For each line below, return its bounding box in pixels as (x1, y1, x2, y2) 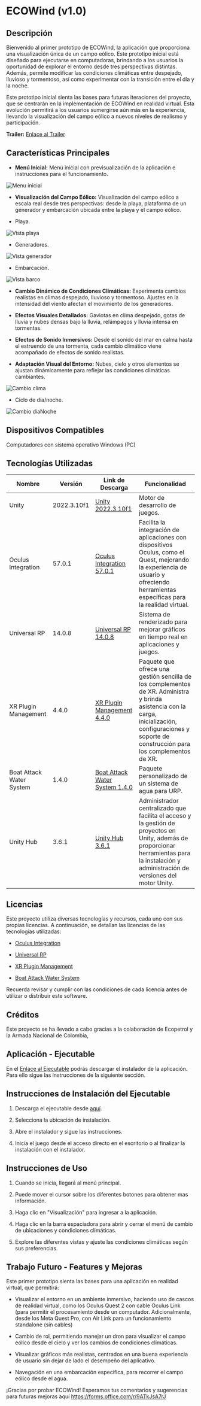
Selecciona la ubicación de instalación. (14, 1116, 111, 1123)
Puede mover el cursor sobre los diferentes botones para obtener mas (14, 1191, 188, 1198)
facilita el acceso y (138, 812, 191, 820)
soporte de (138, 732, 170, 740)
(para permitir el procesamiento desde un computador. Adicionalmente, (14, 1308, 191, 1316)
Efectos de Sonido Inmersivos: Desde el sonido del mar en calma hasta (14, 336, 193, 343)
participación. (6, 119, 41, 126)
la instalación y (138, 857, 181, 865)
